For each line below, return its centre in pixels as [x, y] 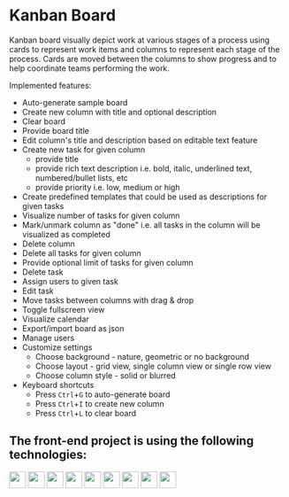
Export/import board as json [73, 328]
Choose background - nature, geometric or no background [142, 356]
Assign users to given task [70, 281]
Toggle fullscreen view [63, 309]
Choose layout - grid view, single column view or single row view [153, 366]
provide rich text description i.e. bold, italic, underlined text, [144, 168]
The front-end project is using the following [132, 441]
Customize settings [57, 347]
